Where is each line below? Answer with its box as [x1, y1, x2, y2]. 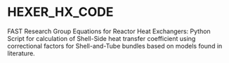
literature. [7, 49, 35, 57]
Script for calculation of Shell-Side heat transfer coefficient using [7, 34, 196, 42]
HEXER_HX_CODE [7, 4, 114, 20]
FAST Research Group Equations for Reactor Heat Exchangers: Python [7, 27, 211, 35]
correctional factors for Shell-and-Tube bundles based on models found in [7, 42, 223, 50]
